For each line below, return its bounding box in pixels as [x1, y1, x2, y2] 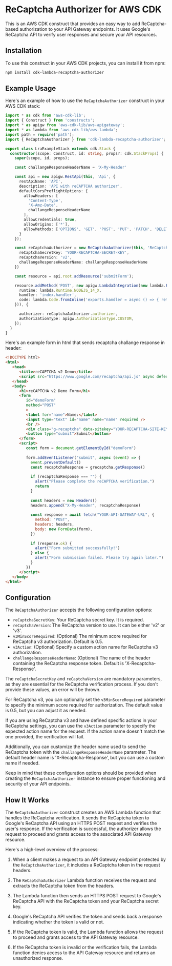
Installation [5, 46, 42, 55]
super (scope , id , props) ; [14, 155, 70, 161]
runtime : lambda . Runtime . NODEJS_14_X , [18, 288, 102, 293]
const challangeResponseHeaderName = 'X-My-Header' [14, 165, 127, 170]
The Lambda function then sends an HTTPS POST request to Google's [12, 893, 162, 899]
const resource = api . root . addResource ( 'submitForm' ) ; [14, 273, 134, 279]
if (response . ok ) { [30, 541, 72, 546]
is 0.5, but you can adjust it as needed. [5, 708, 87, 714]
